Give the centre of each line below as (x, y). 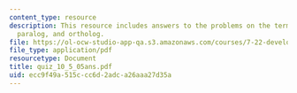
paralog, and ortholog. (61, 34)
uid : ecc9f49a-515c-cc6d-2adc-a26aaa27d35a (91, 75)
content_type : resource (53, 17)
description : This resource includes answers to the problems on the (140, 26)
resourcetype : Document (53, 58)
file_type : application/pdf (61, 50)
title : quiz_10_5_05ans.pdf (61, 67)
